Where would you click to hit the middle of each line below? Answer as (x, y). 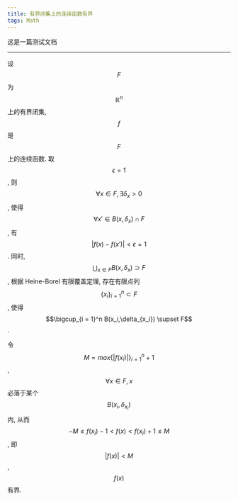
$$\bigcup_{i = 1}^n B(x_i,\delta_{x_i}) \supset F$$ (119, 319)
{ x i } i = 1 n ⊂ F (119, 294)
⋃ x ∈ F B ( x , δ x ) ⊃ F (119, 268)
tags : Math (23, 21)
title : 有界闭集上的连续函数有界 (50, 14)
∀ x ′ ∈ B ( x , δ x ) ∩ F (119, 219)
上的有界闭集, (27, 112)
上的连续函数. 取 (31, 159)
